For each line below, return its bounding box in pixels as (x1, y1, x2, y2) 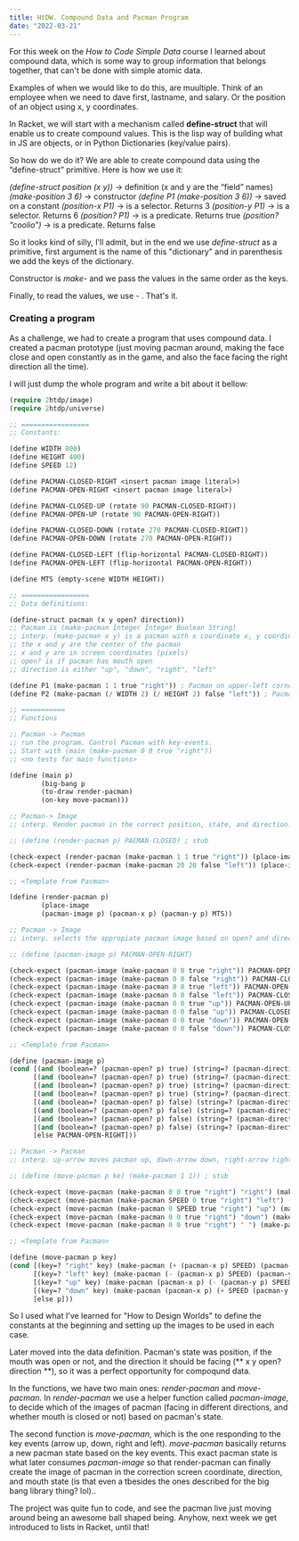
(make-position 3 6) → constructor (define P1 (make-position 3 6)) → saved (9, 191, 287, 202)
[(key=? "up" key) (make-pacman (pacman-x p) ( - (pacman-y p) (32, 1278, 269, 1287)
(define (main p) (9, 771, 74, 780)
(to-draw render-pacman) (41, 787, 133, 797)
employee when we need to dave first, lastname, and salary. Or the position (9, 91, 287, 103)
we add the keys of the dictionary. (9, 255, 134, 266)
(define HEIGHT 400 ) (9, 452, 86, 462)
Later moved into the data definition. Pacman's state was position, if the (9, 1346, 272, 1357)
